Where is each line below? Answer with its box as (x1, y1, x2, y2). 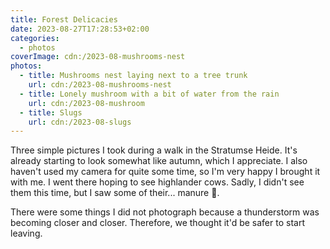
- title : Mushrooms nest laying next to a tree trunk (19, 71, 248, 81)
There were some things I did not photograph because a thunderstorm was (10, 206, 320, 218)
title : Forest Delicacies (10, 14, 118, 25)
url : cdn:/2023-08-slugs (28, 117, 132, 127)
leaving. (10, 227, 43, 240)
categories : (10, 33, 60, 43)
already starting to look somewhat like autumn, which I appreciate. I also (10, 155, 308, 167)
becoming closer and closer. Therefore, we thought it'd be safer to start (10, 217, 305, 229)
